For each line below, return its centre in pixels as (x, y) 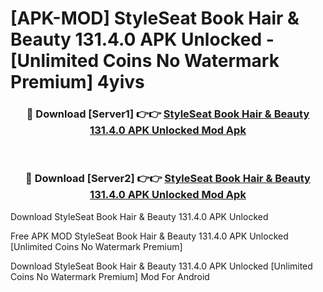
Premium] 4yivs (77, 82)
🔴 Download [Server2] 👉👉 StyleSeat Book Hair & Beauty (168, 179)
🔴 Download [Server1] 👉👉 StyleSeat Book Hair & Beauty (168, 114)
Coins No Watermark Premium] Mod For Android (110, 276)
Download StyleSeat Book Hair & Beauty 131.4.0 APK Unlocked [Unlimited (161, 266)
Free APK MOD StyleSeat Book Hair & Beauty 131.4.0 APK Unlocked (149, 236)
